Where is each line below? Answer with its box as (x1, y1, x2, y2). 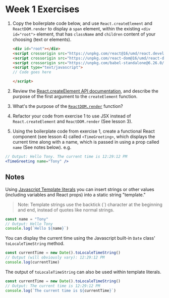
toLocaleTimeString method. (5, 240, 65, 246)
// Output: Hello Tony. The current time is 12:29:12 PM (5, 154, 128, 159)
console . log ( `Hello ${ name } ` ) (5, 226, 69, 231)
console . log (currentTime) (5, 260, 60, 265)
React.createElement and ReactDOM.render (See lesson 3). (12, 118, 133, 124)
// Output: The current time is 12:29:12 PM (5, 283, 100, 288)
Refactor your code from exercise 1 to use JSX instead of (12, 113, 131, 119)
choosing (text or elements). (12, 36, 72, 42)
